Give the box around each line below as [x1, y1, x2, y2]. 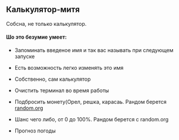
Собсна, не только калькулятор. [6, 20, 87, 27]
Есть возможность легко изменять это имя [14, 64, 124, 71]
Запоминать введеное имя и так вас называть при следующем [14, 47, 174, 54]
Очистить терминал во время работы [14, 87, 110, 94]
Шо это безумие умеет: [6, 33, 67, 40]
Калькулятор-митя [6, 5, 80, 15]
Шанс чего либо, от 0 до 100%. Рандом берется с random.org [14, 116, 169, 123]
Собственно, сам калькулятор [14, 76, 91, 83]
